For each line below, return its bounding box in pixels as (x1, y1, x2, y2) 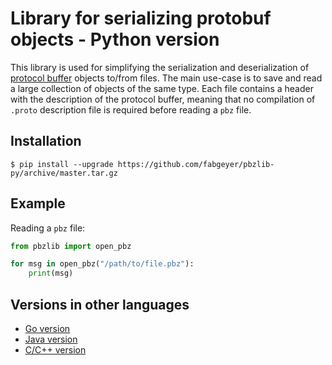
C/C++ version (24, 344, 87, 356)
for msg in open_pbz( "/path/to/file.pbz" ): (10, 259, 195, 269)
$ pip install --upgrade (10, 159, 114, 169)
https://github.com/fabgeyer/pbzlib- (117, 159, 275, 169)
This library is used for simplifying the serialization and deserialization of (10, 61, 310, 73)
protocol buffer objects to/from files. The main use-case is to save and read (10, 72, 323, 84)
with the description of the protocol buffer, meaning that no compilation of (10, 93, 316, 105)
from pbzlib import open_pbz (10, 241, 132, 251)
